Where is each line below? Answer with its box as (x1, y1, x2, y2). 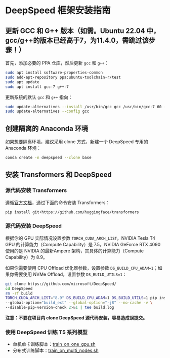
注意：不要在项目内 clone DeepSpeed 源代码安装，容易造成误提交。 (5, 315, 148, 321)
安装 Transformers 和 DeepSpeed (5, 171, 112, 179)
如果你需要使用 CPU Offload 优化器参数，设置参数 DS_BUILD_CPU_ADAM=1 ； (5, 265, 158, 271)
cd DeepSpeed (5, 286, 33, 291)
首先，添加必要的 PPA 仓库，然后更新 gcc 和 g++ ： (5, 60, 109, 66)
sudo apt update (5, 79, 39, 84)
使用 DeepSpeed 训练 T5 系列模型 (5, 329, 88, 336)
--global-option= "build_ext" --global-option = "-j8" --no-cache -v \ (5, 300, 153, 305)
